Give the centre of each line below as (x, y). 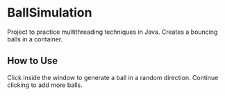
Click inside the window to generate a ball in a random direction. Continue (113, 77)
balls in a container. (35, 39)
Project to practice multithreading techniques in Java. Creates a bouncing (112, 32)
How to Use (33, 61)
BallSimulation (50, 13)
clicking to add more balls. (45, 85)
